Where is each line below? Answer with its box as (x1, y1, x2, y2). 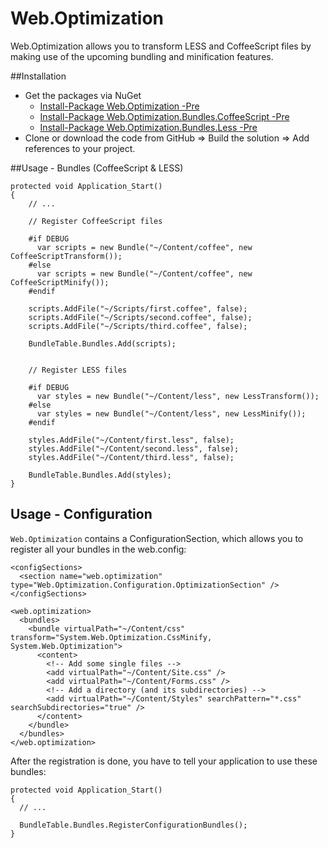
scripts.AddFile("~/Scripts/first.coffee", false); (28, 303, 248, 314)
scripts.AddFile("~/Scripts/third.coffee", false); (28, 321, 248, 331)
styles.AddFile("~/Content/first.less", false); (28, 435, 235, 445)
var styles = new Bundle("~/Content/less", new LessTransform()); (36, 391, 320, 401)
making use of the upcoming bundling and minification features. (10, 50, 274, 62)
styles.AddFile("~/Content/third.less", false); (28, 452, 235, 462)
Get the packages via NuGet (24, 89, 142, 101)
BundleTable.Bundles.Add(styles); (28, 470, 172, 480)
